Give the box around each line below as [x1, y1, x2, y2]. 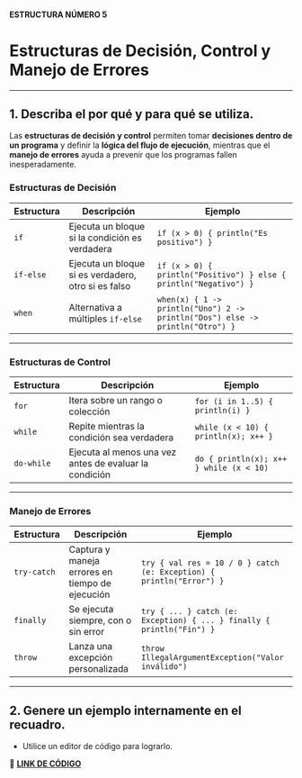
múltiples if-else [68, 312, 142, 325]
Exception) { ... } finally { [140, 615, 271, 626]
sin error [68, 626, 105, 638]
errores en [68, 565, 113, 578]
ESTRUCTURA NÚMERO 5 [9, 9, 108, 20]
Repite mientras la [68, 420, 146, 432]
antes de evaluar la [68, 457, 149, 469]
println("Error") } [140, 576, 225, 586]
